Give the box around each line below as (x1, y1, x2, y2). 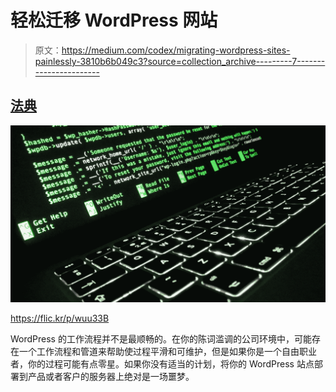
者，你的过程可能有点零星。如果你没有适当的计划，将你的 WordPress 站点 (10, 357, 315, 370)
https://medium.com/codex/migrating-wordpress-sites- (61, 44, 291, 56)
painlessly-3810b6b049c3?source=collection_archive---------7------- (34, 55, 326, 67)
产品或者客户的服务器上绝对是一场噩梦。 (27, 370, 195, 382)
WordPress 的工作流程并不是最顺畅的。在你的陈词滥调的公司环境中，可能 (10, 332, 312, 345)
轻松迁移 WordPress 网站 (10, 9, 218, 32)
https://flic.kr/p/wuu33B (10, 312, 110, 324)
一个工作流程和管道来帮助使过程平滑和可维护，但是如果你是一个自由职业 (18, 345, 317, 357)
